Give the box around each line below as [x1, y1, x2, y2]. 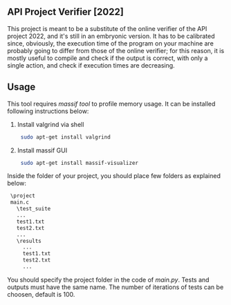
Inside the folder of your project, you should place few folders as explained [7, 172, 221, 180]
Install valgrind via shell [17, 120, 84, 128]
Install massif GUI [17, 146, 68, 155]
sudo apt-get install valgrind [20, 133, 111, 141]
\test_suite [16, 206, 51, 213]
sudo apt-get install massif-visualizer [20, 159, 139, 166]
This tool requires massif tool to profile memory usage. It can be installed [7, 99, 216, 108]
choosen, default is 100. [7, 290, 75, 298]
